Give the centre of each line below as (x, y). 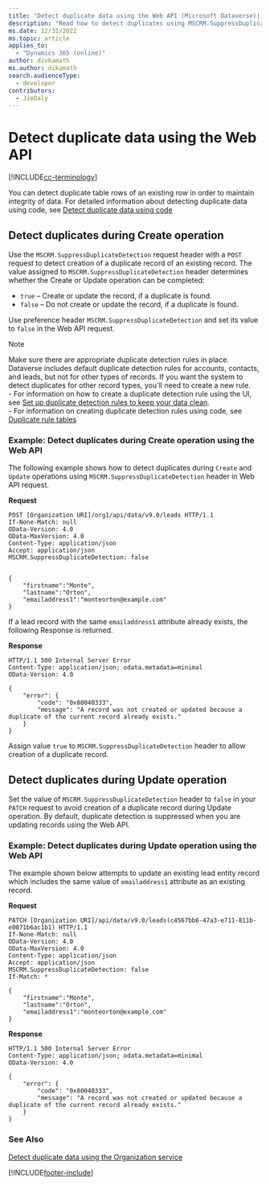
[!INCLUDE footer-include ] (51, 1172)
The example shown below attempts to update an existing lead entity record (134, 873)
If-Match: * (28, 977)
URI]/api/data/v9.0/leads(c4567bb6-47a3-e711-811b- (168, 921)
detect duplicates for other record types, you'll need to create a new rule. (130, 385)
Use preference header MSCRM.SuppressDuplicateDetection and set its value (133, 320)
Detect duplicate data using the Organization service (96, 1157)
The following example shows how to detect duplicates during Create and (130, 468)
